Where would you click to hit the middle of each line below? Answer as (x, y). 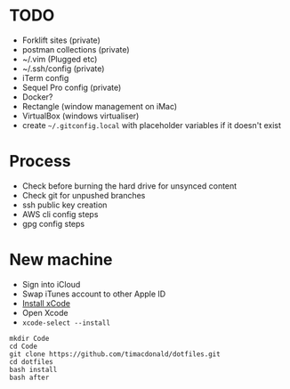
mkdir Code (29, 338)
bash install (33, 369)
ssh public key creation (64, 205)
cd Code (24, 346)
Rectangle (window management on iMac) (100, 106)
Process (40, 162)
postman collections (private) (76, 49)
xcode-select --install (66, 323)
